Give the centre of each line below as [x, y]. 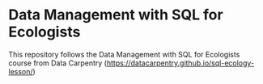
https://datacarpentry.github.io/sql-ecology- [180, 63]
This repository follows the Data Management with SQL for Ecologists [124, 54]
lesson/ [21, 71]
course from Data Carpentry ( [58, 63]
